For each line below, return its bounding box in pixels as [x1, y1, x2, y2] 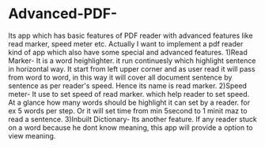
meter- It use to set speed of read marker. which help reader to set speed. [8, 89, 250, 98]
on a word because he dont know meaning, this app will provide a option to [8, 123, 253, 132]
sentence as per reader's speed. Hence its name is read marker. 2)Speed [8, 80, 248, 91]
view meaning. [8, 131, 56, 140]
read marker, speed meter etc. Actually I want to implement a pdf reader [8, 39, 244, 48]
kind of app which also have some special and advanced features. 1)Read [8, 47, 248, 57]
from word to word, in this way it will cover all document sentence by [8, 72, 233, 82]
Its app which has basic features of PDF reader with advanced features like [8, 31, 253, 40]
